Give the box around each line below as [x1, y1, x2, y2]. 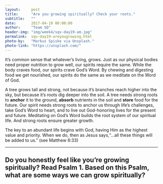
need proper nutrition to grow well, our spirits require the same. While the [5, 62, 152, 67]
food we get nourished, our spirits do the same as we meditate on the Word [5, 72, 156, 78]
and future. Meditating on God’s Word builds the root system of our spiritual [5, 112, 156, 118]
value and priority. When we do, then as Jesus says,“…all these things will [5, 132, 153, 138]
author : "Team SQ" [5, 25, 51, 30]
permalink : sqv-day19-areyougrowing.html [5, 34, 92, 39]
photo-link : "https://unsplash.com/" [5, 43, 81, 48]
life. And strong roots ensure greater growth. [5, 117, 94, 123]
